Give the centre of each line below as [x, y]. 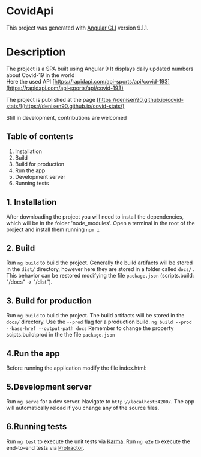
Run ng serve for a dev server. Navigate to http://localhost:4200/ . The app [100, 401]
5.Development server [49, 387]
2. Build [21, 248]
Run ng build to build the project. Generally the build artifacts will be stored [100, 263]
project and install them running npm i [53, 229]
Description [36, 52]
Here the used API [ [31, 81]
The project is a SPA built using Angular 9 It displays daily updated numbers [100, 69]
